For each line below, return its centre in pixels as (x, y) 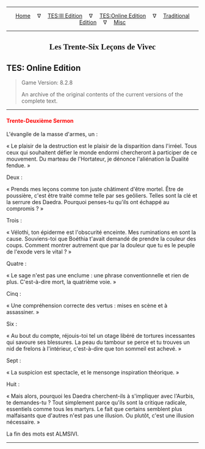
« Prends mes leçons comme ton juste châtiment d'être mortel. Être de (95, 189)
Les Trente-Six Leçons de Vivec (103, 47)
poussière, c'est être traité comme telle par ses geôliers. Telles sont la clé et (102, 195)
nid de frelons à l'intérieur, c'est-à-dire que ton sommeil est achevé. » (94, 349)
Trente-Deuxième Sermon (40, 120)
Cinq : (14, 294)
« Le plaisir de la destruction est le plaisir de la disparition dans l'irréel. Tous (102, 146)
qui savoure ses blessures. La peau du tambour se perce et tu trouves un (98, 342)
